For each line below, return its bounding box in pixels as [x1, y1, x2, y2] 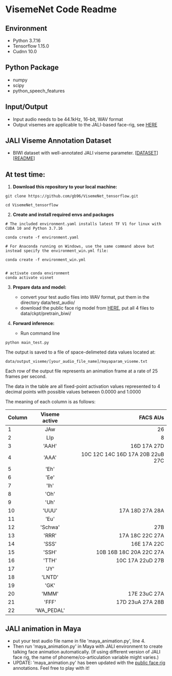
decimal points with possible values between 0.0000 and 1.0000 [5, 389, 141, 395]
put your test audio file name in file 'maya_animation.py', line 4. [12, 638, 146, 644]
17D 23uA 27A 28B [116, 599, 164, 606]
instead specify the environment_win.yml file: [5, 248, 109, 254]
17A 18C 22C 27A [118, 532, 164, 539]
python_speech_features [12, 88, 65, 94]
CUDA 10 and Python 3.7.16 [5, 226, 63, 231]
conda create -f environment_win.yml [5, 257, 86, 263]
